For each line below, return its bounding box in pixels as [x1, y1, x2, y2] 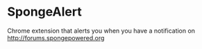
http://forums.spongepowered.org [7, 33, 105, 42]
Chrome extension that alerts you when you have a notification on [7, 27, 196, 35]
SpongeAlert [7, 4, 82, 20]
